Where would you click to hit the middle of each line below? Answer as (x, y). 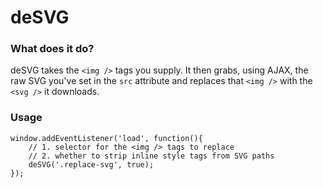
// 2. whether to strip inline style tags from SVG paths (151, 156)
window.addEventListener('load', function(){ (106, 138)
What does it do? (52, 49)
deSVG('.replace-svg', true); (91, 164)
